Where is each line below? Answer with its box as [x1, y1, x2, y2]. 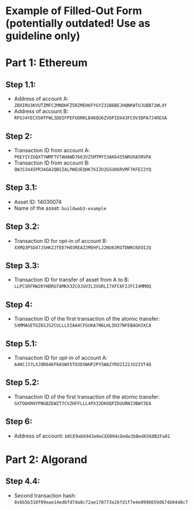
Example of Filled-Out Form [5, 4, 142, 18]
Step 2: [5, 131, 33, 141]
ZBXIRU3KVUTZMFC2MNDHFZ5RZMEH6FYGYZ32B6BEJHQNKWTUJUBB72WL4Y [14, 103, 168, 108]
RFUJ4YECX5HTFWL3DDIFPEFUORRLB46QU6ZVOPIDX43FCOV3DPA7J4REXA [14, 115, 168, 121]
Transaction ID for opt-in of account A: [14, 354, 108, 361]
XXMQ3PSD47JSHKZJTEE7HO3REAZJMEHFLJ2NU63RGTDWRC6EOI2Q [14, 245, 152, 251]
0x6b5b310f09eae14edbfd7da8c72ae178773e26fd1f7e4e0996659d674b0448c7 [14, 499, 189, 505]
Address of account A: [14, 96, 69, 103]
